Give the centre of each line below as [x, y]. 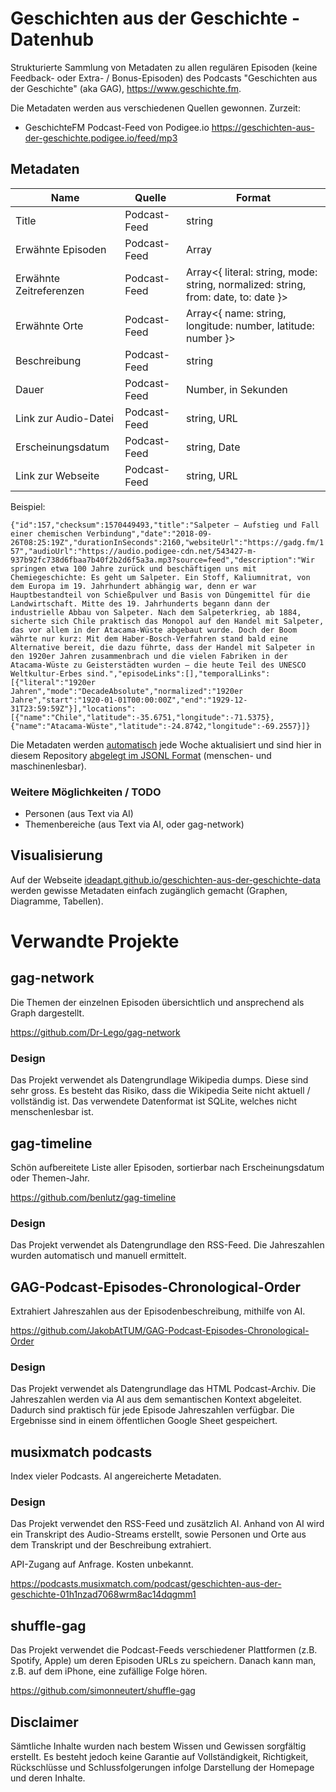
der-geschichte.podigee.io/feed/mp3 [101, 138]
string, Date [213, 447]
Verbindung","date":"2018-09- [149, 533]
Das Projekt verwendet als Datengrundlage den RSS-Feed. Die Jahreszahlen [167, 1245]
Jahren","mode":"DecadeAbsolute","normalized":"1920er [127, 691]
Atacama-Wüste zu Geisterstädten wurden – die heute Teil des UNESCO [158, 665]
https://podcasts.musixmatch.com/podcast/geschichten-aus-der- [146, 1584]
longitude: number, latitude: [250, 325]
